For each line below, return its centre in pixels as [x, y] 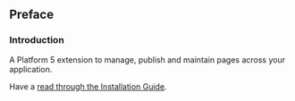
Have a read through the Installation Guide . [88, 86]
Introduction [37, 40]
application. [31, 69]
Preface [32, 15]
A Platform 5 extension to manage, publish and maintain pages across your [147, 59]
